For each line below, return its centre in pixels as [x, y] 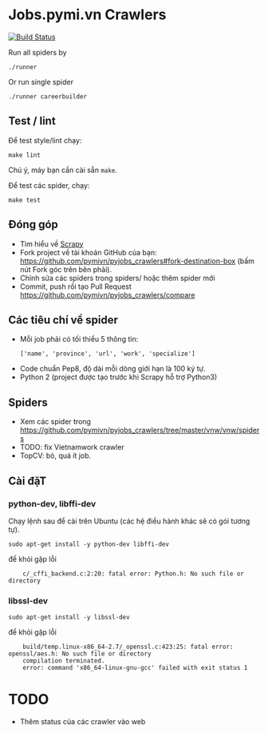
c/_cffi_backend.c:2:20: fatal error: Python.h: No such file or [134, 574]
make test [25, 200]
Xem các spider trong [55, 422]
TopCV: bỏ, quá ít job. [55, 456]
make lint [25, 155]
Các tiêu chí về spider [63, 320]
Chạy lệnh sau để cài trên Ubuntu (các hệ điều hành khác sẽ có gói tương [129, 521]
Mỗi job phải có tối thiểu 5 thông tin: [79, 339]
